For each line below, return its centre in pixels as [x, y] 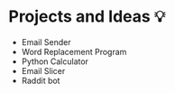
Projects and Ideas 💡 [87, 17]
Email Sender [46, 42]
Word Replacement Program [74, 51]
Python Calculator [55, 61]
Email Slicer [43, 70]
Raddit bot [41, 80]
